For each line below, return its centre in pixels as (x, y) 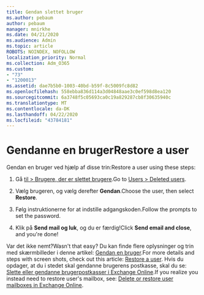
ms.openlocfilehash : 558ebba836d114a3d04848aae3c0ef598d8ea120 (89, 92)
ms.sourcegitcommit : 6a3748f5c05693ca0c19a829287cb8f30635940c (89, 97)
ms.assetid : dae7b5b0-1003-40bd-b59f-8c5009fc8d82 (72, 86)
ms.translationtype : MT (37, 103)
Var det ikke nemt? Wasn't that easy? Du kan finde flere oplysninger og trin (100, 246)
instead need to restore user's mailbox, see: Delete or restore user (90, 278)
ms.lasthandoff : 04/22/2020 (42, 114)
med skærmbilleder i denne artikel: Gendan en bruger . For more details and (100, 253)
